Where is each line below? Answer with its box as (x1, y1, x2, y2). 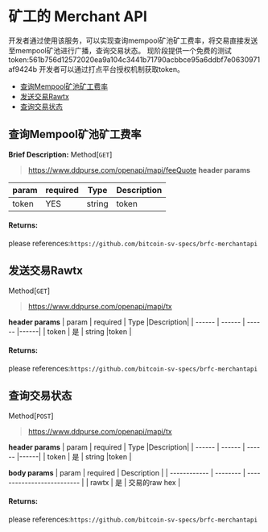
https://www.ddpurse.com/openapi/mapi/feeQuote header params (27, 165, 251, 174)
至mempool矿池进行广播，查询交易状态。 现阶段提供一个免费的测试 (8, 45, 232, 55)
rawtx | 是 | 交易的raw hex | (89, 477, 181, 487)
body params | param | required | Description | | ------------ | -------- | (8, 467, 245, 477)
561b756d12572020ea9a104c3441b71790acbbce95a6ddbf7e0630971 (28, 54, 260, 65)
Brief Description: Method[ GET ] (8, 149, 113, 159)
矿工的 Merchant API (8, 7, 147, 26)
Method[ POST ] (8, 411, 54, 421)
